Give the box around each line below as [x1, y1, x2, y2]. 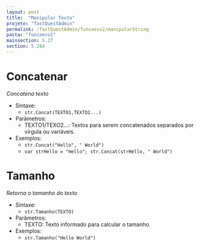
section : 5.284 [6, 44, 45, 50]
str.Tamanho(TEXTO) [24, 209, 75, 215]
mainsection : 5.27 [6, 37, 53, 44]
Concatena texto [6, 90, 49, 97]
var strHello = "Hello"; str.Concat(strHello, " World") [24, 148, 173, 155]
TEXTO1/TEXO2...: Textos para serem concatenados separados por [24, 121, 194, 129]
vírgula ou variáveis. [24, 128, 75, 135]
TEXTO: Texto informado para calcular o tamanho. [24, 220, 151, 228]
